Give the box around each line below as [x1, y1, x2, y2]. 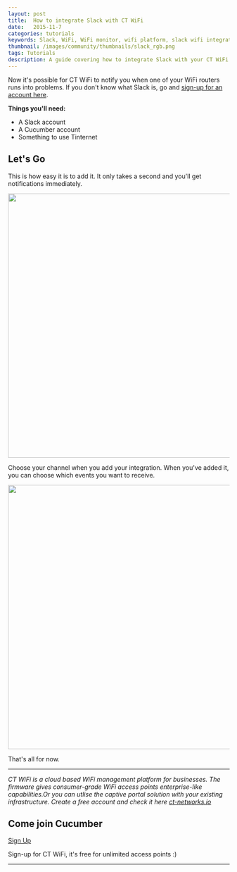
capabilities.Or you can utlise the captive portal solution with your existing [8, 790, 224, 798]
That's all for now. [8, 754, 60, 763]
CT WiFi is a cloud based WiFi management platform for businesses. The [8, 775, 221, 783]
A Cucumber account [18, 125, 80, 134]
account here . [8, 90, 49, 99]
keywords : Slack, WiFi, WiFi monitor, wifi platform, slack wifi [8, 37, 203, 44]
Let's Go [8, 153, 46, 166]
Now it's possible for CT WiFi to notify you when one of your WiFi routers [8, 75, 220, 84]
